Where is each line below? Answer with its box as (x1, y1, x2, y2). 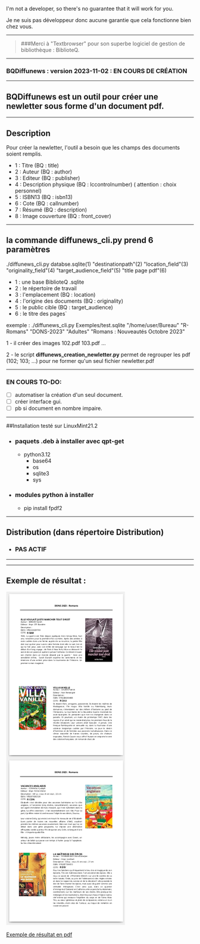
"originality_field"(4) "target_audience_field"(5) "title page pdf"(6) (6, 266, 167, 274)
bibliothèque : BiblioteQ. (20, 46, 80, 53)
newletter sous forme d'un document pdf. (6, 101, 165, 111)
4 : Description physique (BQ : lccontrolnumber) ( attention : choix (14, 181, 177, 188)
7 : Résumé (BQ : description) (14, 206, 87, 213)
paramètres (6, 244, 51, 255)
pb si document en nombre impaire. (14, 405, 102, 412)
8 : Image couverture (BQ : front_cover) (14, 212, 111, 219)
